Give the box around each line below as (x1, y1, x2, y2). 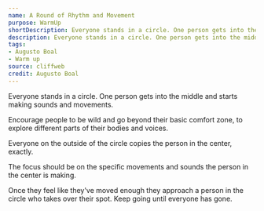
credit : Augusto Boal (8, 70, 79, 78)
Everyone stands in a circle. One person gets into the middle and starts (8, 91, 238, 100)
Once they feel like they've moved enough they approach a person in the (8, 185, 244, 195)
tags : (8, 41, 26, 49)
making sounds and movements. (8, 100, 114, 109)
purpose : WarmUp (8, 19, 61, 27)
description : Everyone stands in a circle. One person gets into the (8, 33, 241, 42)
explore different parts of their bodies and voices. (8, 123, 169, 133)
